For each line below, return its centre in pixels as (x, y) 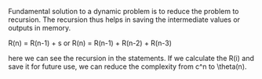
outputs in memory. (40, 28)
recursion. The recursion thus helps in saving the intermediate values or (124, 20)
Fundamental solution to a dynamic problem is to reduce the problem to (124, 11)
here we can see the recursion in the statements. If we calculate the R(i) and (131, 58)
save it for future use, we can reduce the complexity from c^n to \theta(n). (127, 66)
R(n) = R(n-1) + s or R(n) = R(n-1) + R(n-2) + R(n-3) (90, 43)
